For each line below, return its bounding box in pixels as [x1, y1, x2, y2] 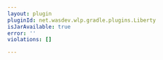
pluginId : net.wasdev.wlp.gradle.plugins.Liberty [7, 17, 157, 24]
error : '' [7, 29, 37, 37]
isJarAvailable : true [7, 23, 71, 30]
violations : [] [7, 36, 52, 43]
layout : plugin [7, 10, 52, 17]
